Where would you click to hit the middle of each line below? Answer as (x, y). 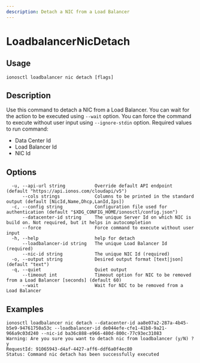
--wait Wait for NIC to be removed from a (103, 286)
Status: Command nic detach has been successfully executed (83, 355)
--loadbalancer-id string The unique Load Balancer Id (95, 244)
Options (22, 172)
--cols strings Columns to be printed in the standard (108, 196)
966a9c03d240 (22, 334)
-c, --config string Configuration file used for (90, 207)
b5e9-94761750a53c (29, 328)
